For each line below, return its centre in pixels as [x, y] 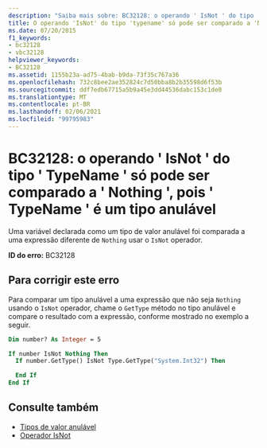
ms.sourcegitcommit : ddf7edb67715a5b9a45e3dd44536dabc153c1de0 [115, 90]
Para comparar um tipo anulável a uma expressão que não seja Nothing [124, 299]
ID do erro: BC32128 [42, 255]
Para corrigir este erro [64, 280]
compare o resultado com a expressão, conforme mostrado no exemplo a [128, 316]
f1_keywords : [30, 38]
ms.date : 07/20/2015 [43, 30]
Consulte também [54, 408]
